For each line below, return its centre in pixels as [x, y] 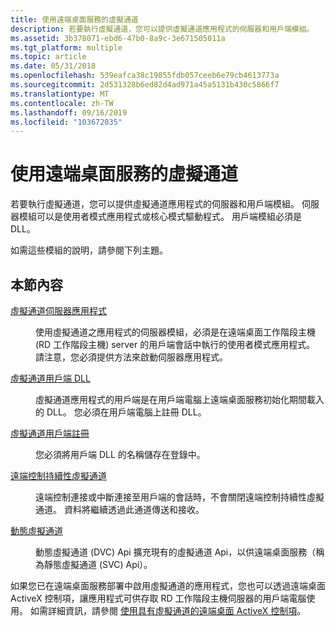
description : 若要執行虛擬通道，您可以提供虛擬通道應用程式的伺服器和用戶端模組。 [162, 29]
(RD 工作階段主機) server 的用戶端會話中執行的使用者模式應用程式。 [175, 344]
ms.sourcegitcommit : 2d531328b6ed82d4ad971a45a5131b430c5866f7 [145, 85]
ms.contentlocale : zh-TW [62, 103]
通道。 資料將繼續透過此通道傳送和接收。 [120, 509]
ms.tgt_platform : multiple [66, 47]
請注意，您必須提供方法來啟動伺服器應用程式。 [131, 357]
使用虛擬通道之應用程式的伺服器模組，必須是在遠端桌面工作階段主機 [175, 332]
